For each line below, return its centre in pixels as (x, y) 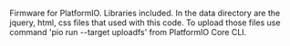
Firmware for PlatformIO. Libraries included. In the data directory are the (145, 13)
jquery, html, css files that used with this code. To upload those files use (145, 23)
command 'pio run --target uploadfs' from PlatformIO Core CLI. (128, 32)
